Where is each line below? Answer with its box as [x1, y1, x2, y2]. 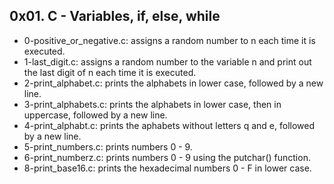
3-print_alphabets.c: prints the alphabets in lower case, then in [23, 98, 282, 110]
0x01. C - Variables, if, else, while [9, 8, 221, 25]
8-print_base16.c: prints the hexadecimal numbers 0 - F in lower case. [23, 162, 312, 174]
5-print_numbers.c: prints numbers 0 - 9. [23, 140, 193, 153]
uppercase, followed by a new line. [23, 109, 168, 121]
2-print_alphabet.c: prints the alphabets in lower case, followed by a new [23, 77, 324, 89]
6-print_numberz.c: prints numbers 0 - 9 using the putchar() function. [23, 151, 311, 163]
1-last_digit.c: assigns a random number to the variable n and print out [23, 55, 312, 68]
